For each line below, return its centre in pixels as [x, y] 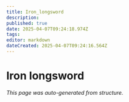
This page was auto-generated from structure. [65, 92]
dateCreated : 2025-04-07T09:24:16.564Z [57, 46]
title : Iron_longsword [35, 12]
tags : [13, 35]
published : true [27, 23]
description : [23, 18]
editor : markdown [28, 40]
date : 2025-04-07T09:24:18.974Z [47, 29]
